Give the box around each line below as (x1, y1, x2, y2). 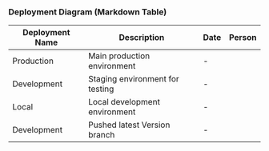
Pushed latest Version (87, 119, 171, 130)
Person (228, 32, 257, 43)
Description (118, 32, 165, 43)
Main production (87, 50, 151, 62)
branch (87, 129, 115, 141)
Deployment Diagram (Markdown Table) (8, 6, 167, 18)
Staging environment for (87, 74, 180, 85)
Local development (87, 97, 160, 108)
